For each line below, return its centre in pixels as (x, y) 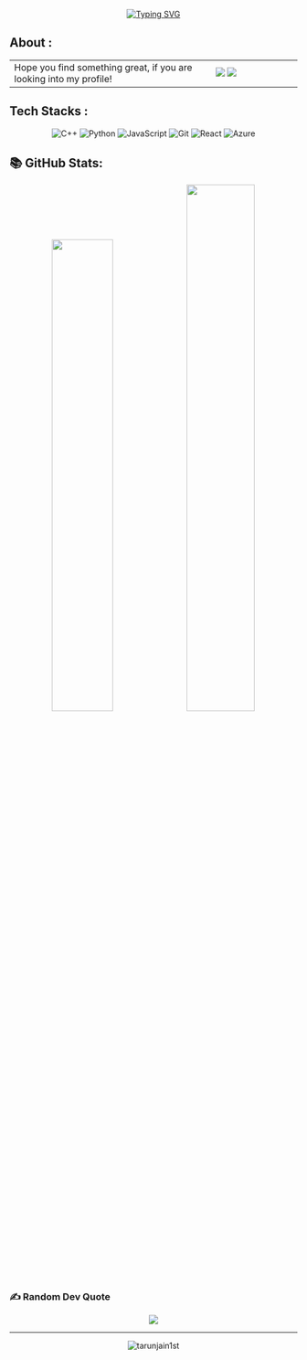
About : (31, 42)
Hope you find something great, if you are (103, 67)
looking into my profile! (63, 79)
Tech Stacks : (49, 111)
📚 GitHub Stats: (56, 163)
